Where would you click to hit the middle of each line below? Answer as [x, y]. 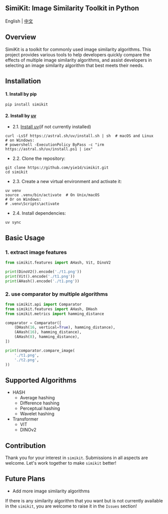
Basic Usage [25, 238]
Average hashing [37, 398]
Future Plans [25, 479]
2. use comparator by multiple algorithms [57, 294]
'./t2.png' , [27, 360]
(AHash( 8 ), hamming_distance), [47, 337]
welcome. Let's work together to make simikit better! [61, 463]
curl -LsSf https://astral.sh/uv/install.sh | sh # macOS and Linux [79, 136]
